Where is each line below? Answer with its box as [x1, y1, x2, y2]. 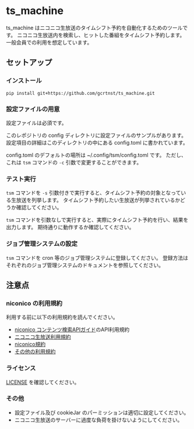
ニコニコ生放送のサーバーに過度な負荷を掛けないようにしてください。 [14, 416, 183, 423]
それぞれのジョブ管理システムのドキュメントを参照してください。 [6, 262, 164, 269]
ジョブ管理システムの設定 [6, 240, 77, 248]
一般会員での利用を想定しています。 [6, 39, 93, 46]
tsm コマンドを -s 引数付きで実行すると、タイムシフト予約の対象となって [6, 189, 181, 197]
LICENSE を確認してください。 [6, 379, 80, 386]
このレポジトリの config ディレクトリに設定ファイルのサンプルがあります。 [6, 132, 186, 139]
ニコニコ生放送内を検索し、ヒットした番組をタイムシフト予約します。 [17, 31, 185, 39]
